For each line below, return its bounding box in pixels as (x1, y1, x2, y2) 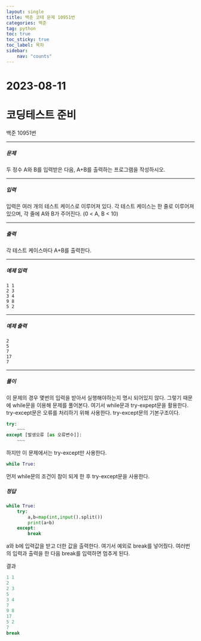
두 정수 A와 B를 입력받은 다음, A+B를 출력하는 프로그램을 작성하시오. (6, 166, 166, 173)
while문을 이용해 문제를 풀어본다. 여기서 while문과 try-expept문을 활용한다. (12, 402, 189, 409)
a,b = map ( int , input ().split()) (28, 514, 103, 520)
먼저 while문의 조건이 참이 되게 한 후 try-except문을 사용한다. (6, 472, 150, 479)
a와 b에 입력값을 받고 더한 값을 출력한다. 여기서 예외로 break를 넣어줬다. (6, 542, 175, 549)
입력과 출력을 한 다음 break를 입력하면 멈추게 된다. (12, 550, 130, 557)
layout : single (6, 8, 44, 15)
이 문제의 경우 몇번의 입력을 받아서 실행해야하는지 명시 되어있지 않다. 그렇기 (6, 394, 182, 401)
